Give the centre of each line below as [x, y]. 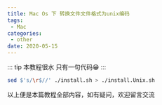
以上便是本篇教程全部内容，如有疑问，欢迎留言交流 [81, 94]
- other [21, 40]
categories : [25, 33]
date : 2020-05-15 [33, 46]
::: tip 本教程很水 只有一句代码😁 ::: [57, 67]
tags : [15, 20]
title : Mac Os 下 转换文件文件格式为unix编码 [68, 14]
